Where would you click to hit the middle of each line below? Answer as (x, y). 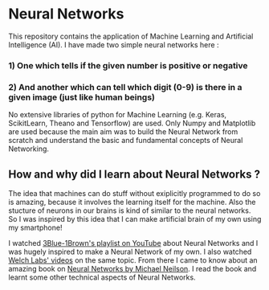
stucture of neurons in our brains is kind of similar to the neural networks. (130, 210)
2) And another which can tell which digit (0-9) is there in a (125, 87)
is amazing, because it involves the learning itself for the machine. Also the (132, 202)
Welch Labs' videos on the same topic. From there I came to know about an (133, 260)
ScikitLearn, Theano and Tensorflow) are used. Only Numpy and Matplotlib (132, 123)
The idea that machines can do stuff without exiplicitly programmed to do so (134, 193)
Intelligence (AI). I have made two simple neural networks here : (114, 44)
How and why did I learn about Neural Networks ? (134, 174)
